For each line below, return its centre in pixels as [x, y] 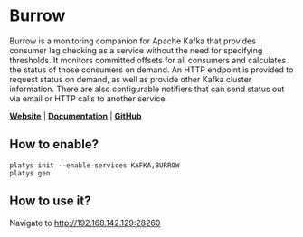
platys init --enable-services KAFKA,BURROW [95, 165]
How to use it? [50, 201]
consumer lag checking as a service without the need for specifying [136, 50]
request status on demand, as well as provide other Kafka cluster [131, 79]
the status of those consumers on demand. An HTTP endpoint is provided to [151, 70]
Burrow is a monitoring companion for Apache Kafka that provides [133, 41]
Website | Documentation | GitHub [76, 116]
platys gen [30, 173]
